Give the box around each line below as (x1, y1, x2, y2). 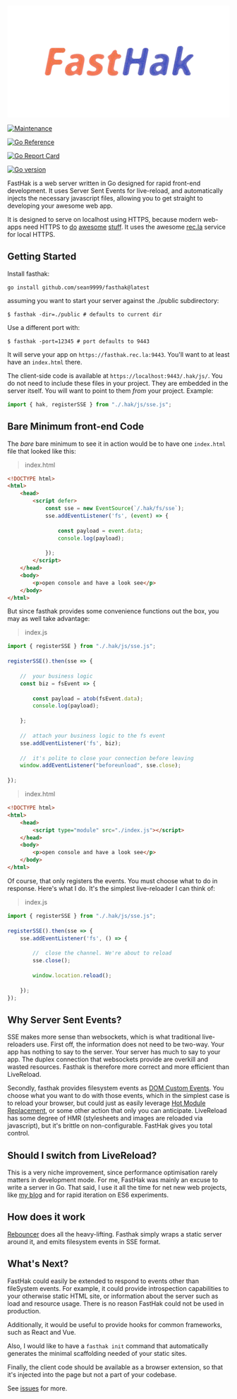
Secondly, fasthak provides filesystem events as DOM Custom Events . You (7, 1084, 224, 1092)
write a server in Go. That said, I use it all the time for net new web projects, (7, 1183, 227, 1191)
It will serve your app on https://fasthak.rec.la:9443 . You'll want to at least (7, 350, 230, 358)
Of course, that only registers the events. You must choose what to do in (7, 876, 218, 885)
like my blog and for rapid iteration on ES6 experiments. (7, 1191, 169, 1199)
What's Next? (7, 1258, 69, 1270)
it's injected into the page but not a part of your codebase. (7, 1370, 177, 1379)
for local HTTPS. (7, 230, 55, 238)
